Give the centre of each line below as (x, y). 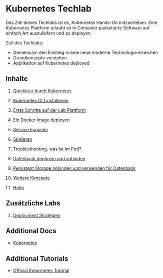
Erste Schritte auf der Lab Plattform (49, 110)
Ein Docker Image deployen (41, 120)
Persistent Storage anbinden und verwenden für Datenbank (74, 168)
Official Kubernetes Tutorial (41, 271)
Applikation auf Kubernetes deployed (51, 63)
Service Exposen (30, 129)
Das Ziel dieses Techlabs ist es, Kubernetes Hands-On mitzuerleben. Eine (81, 22)
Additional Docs (31, 231)
